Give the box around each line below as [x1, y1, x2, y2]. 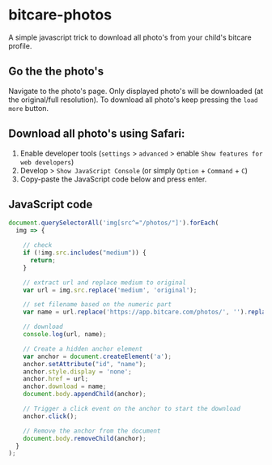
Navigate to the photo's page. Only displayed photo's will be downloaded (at [8, 86, 264, 96]
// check [23, 241, 53, 250]
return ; [29, 256, 57, 264]
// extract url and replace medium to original [23, 278, 186, 287]
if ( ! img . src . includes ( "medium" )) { [23, 249, 147, 257]
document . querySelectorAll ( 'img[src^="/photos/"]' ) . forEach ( [8, 219, 219, 228]
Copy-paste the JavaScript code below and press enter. [19, 174, 207, 184]
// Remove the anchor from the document [23, 427, 161, 435]
